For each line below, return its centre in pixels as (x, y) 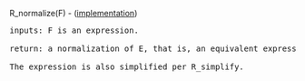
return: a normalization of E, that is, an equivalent (134, 49)
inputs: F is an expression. (74, 30)
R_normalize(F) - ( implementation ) (74, 13)
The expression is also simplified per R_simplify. (127, 67)
